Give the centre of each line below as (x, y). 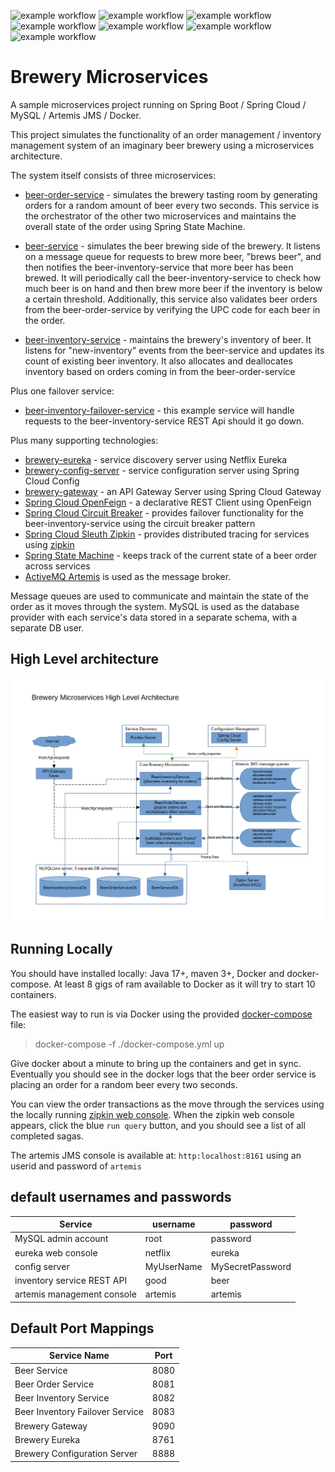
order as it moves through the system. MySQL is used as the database (155, 606)
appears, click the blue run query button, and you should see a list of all (158, 1125)
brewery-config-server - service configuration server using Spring (162, 470)
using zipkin (49, 544)
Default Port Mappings (82, 1328)
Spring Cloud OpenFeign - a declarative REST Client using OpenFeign (168, 502)
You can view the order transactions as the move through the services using (167, 1104)
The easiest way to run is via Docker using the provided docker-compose (161, 1014)
